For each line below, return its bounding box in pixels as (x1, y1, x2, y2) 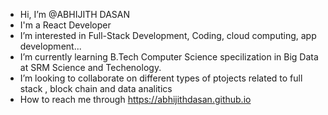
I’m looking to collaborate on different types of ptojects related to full (19, 72, 303, 84)
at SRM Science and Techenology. (19, 62, 162, 73)
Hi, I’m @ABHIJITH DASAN (19, 9, 130, 20)
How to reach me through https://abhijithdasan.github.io (19, 94, 252, 105)
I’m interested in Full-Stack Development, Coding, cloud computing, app (19, 30, 317, 41)
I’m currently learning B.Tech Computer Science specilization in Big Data (19, 51, 319, 63)
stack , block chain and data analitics (19, 83, 173, 94)
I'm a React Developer (19, 19, 112, 31)
